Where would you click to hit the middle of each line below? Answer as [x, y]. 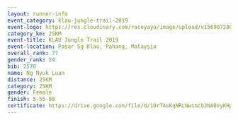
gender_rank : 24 [31, 60]
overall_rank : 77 [33, 54]
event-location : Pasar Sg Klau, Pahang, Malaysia [82, 47]
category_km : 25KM [34, 34]
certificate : [27, 106]
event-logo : [25, 27]
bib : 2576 [22, 66]
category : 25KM [30, 86]
